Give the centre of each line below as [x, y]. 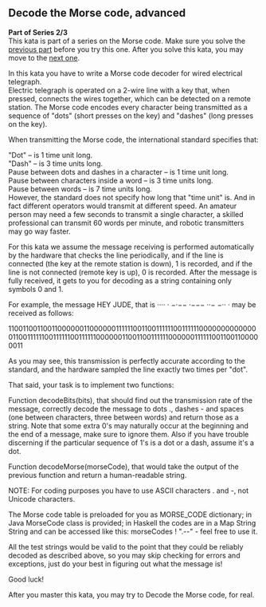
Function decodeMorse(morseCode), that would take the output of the [123, 467]
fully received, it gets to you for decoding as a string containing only [120, 280]
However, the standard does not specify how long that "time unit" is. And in [132, 197]
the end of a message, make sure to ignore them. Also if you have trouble [129, 434]
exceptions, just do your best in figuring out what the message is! [115, 564]
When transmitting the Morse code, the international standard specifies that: [133, 140]
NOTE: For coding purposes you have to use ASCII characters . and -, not [129, 491]
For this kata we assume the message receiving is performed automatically [131, 246]
